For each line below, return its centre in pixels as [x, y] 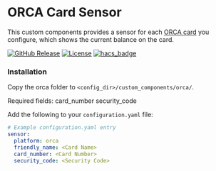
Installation [27, 72]
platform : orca [36, 140]
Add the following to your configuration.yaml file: [80, 115]
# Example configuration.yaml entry [62, 128]
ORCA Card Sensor [65, 12]
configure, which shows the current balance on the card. [91, 39]
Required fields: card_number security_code [72, 101]
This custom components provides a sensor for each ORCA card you [108, 32]
